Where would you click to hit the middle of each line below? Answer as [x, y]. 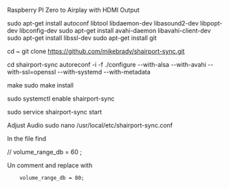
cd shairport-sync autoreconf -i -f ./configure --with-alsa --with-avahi [107, 64]
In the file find [27, 138]
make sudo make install [41, 85]
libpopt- [211, 23]
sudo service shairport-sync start [55, 112]
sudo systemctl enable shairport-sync [61, 98]
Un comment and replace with [50, 165]
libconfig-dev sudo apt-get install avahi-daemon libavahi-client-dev [115, 31]
